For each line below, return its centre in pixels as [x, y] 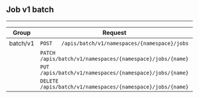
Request [115, 32]
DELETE [49, 81]
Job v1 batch [30, 10]
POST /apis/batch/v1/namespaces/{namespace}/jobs [114, 43]
